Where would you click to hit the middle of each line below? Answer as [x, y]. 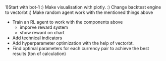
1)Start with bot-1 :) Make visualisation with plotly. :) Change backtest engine [83, 7]
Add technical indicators [37, 38]
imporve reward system [44, 27]
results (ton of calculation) [39, 54]
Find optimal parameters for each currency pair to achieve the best [81, 48]
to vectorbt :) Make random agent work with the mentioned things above [79, 12]
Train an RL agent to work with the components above [67, 22]
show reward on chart [42, 32]
